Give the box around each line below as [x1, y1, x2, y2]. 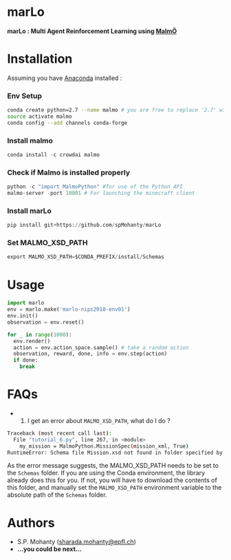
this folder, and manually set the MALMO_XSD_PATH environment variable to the [7, 484, 222, 492]
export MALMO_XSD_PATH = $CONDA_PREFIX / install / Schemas [7, 253, 165, 260]
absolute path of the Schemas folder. [7, 490, 108, 499]
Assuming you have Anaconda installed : [7, 74, 122, 82]
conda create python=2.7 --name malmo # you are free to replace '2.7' [7, 107, 217, 114]
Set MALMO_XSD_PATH [7, 238, 88, 248]
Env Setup [7, 91, 43, 101]
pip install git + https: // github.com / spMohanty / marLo [7, 222, 162, 229]
